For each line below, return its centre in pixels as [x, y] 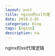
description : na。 [24, 33]
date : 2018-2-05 [22, 19]
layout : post [19, 10]
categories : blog [23, 24]
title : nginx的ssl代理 [28, 14]
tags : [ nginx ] [20, 28]
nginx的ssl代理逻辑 [25, 48]
